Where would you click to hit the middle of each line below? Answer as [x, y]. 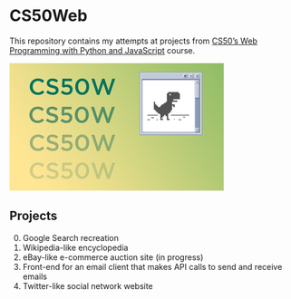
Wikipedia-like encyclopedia [75, 247]
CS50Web [48, 16]
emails [35, 276]
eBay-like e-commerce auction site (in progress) [113, 257]
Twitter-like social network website [88, 285]
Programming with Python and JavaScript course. [102, 50]
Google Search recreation [71, 237]
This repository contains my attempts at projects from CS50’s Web [134, 41]
